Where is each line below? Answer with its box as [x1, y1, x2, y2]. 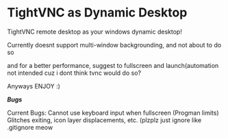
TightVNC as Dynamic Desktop [7, 5, 188, 21]
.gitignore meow [7, 123, 53, 131]
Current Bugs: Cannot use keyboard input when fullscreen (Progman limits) [7, 108, 219, 117]
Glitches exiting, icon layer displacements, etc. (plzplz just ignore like [7, 115, 202, 124]
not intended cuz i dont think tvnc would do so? [7, 69, 142, 77]
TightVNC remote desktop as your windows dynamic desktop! [7, 27, 183, 36]
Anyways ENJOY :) [7, 82, 60, 90]
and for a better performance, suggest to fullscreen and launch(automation [7, 61, 219, 69]
